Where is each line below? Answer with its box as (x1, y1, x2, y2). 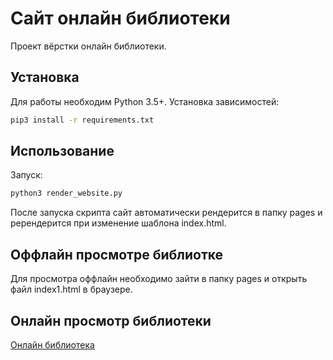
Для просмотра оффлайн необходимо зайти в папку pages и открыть (10, 273, 308, 285)
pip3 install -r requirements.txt (10, 115, 155, 125)
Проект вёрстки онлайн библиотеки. (10, 40, 167, 52)
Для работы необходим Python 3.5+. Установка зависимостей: (10, 95, 280, 107)
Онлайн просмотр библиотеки (10, 312, 212, 329)
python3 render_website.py (10, 188, 123, 199)
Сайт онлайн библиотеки (10, 7, 231, 30)
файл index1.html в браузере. (10, 283, 133, 296)
